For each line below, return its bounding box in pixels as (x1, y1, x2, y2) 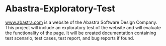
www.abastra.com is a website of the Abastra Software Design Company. (5, 19, 157, 25)
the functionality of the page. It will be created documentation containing (5, 30, 156, 36)
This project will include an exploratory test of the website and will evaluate (5, 24, 161, 30)
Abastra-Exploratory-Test (5, 3, 116, 14)
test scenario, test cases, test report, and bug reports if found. (5, 35, 134, 41)
